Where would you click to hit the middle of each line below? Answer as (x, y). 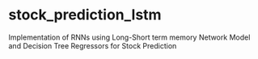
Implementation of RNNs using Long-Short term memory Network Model (129, 37)
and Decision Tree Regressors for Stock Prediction (93, 45)
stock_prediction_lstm (85, 15)
